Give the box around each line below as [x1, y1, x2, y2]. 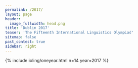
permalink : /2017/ [5, 7, 43, 12]
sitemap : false [5, 35, 37, 40]
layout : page [5, 12, 32, 17]
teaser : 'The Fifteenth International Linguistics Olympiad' [5, 30, 134, 35]
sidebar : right [5, 44, 37, 49]
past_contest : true [5, 39, 46, 44]
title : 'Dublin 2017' [5, 26, 50, 31]
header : [5, 16, 21, 21]
